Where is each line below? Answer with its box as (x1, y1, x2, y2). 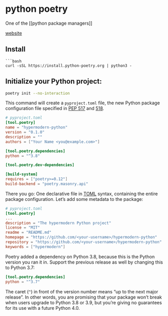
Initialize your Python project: (5, 77, 102, 86)
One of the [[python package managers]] (5, 20, 92, 26)
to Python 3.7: (5, 264, 35, 270)
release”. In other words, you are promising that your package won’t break (5, 294, 162, 300)
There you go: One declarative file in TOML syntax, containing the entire (5, 191, 158, 197)
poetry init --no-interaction (5, 90, 70, 96)
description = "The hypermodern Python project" (5, 220, 111, 226)
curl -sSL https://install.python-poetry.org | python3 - (5, 63, 132, 68)
